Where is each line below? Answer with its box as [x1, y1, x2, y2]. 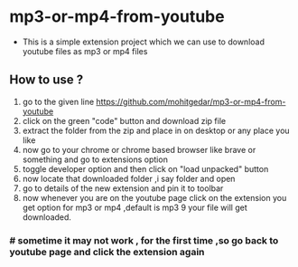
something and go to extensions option [22, 154, 169, 165]
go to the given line [22, 96, 95, 107]
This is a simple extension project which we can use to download [22, 36, 265, 47]
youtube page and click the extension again [9, 245, 205, 258]
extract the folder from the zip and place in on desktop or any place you [22, 125, 291, 136]
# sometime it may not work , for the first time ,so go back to [9, 234, 279, 246]
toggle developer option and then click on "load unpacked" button [22, 163, 269, 174]
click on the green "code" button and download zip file [22, 115, 227, 126]
